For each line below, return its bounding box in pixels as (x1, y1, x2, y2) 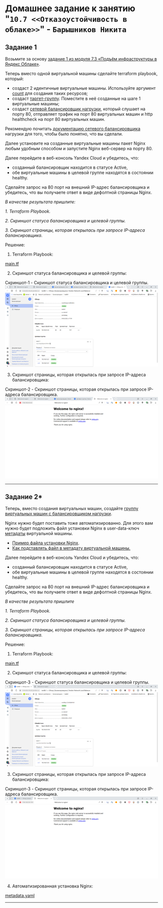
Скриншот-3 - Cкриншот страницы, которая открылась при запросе (5, 786, 147, 792)
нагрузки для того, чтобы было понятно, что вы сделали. (5, 131, 123, 137)
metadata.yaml (5, 892, 35, 898)
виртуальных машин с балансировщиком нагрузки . (5, 511, 113, 517)
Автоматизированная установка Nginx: (12, 883, 94, 889)
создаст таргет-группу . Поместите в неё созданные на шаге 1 (12, 96, 141, 101)
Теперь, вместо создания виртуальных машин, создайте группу (5, 506, 139, 512)
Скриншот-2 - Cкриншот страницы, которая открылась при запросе (5, 386, 147, 392)
